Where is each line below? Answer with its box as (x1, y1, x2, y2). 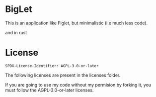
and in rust (5, 29, 27, 35)
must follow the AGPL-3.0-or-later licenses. (5, 87, 94, 93)
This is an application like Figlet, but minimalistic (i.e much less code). (5, 20, 148, 26)
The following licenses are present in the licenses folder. (5, 72, 121, 78)
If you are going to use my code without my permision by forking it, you (5, 82, 152, 88)
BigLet (5, 3, 32, 15)
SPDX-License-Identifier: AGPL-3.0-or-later (5, 63, 99, 68)
